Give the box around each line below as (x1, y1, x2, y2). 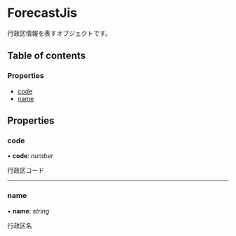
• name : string (7, 206, 50, 215)
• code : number (7, 152, 54, 160)
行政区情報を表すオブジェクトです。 (7, 29, 112, 37)
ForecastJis (7, 5, 77, 21)
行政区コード (7, 166, 44, 175)
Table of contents (7, 50, 86, 62)
